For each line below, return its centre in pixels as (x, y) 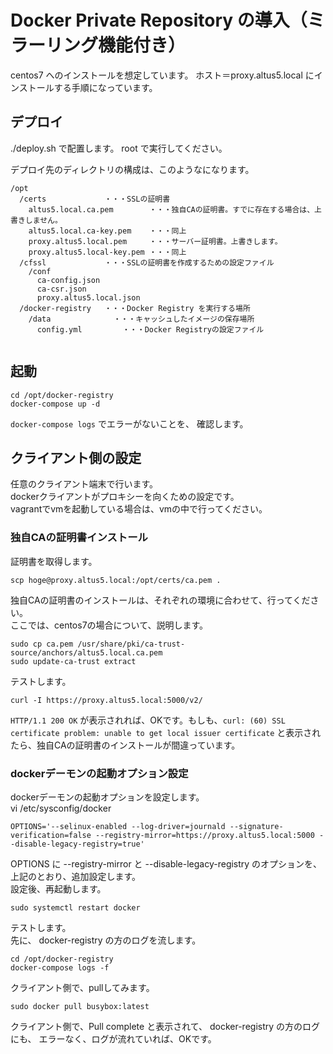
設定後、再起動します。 (58, 888)
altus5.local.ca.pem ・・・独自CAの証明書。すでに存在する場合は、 (171, 209)
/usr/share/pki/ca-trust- (131, 644)
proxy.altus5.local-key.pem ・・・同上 (107, 252)
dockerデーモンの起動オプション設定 (99, 773)
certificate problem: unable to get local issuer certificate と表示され (166, 732)
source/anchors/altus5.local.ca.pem (86, 652)
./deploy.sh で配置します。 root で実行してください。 (119, 148)
